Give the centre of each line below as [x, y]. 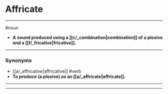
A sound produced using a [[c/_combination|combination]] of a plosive [87, 37]
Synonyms [18, 60]
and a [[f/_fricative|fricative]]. [44, 42]
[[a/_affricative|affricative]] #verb [47, 71]
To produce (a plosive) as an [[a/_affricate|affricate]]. [69, 76]
